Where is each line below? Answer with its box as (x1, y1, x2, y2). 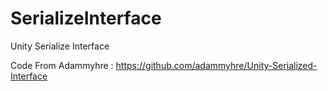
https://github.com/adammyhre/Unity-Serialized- (115, 59, 318, 71)
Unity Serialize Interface (10, 40, 110, 52)
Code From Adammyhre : (10, 59, 114, 71)
